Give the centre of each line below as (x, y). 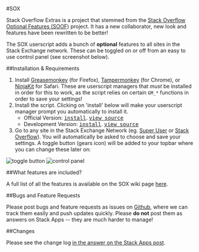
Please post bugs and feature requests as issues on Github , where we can (97, 207)
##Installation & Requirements (43, 68)
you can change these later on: (53, 149)
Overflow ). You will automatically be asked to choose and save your (98, 137)
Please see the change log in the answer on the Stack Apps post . (86, 242)
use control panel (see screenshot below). (58, 57)
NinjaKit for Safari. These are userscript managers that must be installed (103, 86)
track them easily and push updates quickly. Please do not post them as (94, 213)
